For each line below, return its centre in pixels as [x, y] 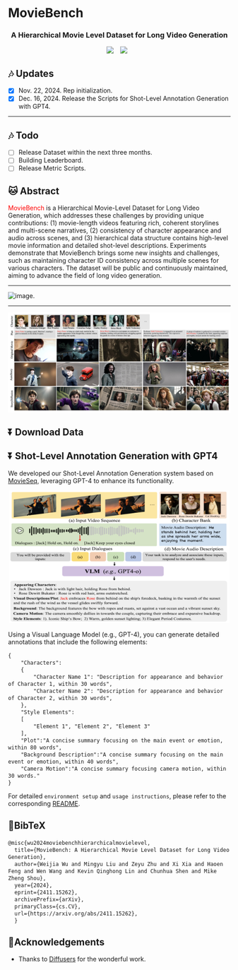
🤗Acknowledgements [56, 942]
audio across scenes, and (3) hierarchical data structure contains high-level [118, 238]
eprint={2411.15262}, [46, 892]
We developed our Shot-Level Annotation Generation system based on [111, 473]
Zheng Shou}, [27, 878]
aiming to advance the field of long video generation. [85, 276]
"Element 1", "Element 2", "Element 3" [92, 726]
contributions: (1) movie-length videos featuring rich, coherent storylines [114, 223]
